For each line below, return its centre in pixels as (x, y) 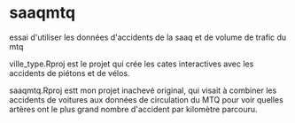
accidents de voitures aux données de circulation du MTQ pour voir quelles (146, 99)
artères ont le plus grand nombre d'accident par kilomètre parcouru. (134, 109)
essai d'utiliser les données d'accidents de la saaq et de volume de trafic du (148, 37)
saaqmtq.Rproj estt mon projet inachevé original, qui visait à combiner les (143, 90)
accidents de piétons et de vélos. (70, 73)
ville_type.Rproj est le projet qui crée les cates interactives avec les (132, 64)
